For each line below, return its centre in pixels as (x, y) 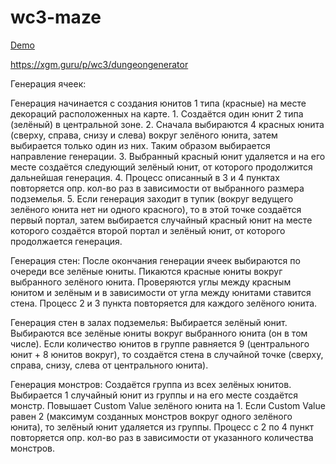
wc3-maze (56, 17)
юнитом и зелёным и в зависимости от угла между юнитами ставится (161, 292)
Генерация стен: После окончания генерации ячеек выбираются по (155, 260)
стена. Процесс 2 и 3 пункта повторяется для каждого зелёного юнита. (164, 303)
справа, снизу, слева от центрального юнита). (109, 365)
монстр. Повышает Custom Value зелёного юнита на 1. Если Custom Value (168, 405)
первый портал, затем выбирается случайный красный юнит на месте (161, 220)
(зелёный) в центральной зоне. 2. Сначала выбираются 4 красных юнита (167, 124)
